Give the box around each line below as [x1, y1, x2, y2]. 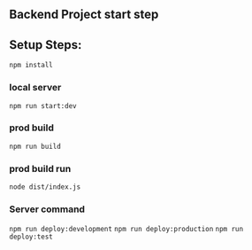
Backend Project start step [9, 7, 159, 22]
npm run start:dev [9, 101, 77, 110]
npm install [9, 61, 53, 70]
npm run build [9, 142, 62, 151]
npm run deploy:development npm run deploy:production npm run [9, 225, 244, 234]
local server [9, 82, 62, 94]
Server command [9, 203, 86, 215]
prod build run [9, 162, 72, 175]
